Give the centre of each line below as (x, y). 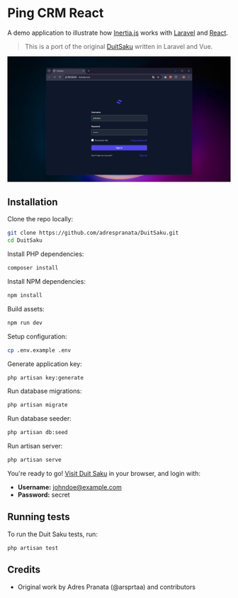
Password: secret (44, 495)
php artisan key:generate (45, 377)
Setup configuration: (37, 336)
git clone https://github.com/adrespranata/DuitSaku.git (93, 233)
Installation (33, 202)
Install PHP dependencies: (46, 254)
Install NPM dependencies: (47, 281)
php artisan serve (34, 460)
